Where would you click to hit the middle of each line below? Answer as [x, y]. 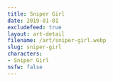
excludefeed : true [34, 27]
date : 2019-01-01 [33, 21]
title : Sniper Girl [36, 14]
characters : [25, 54]
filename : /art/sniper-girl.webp [57, 41]
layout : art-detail [36, 34]
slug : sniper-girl [34, 47]
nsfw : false [25, 67]
